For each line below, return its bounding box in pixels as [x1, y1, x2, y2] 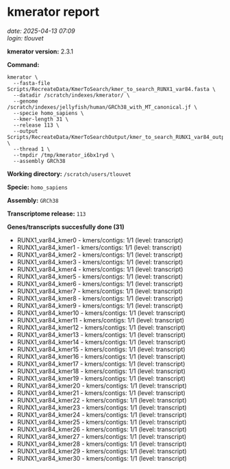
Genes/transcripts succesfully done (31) [7, 223, 125, 231]
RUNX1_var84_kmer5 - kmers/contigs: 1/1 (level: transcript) [16, 272, 183, 281]
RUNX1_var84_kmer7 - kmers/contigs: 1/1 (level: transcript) [16, 287, 183, 295]
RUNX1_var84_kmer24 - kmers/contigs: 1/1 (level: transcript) [16, 410, 187, 418]
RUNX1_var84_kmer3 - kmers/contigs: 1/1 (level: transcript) [16, 257, 183, 266]
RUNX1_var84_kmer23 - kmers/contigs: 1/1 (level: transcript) [16, 403, 187, 411]
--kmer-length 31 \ [13, 116, 69, 123]
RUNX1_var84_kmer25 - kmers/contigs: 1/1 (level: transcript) [16, 418, 187, 426]
